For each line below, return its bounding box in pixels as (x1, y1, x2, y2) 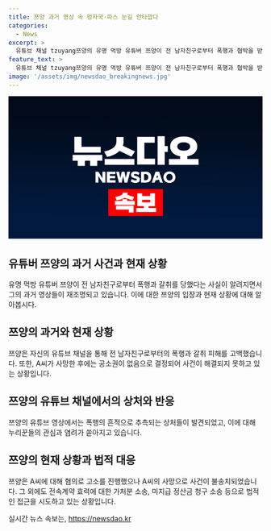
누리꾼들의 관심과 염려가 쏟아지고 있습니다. (8, 427, 143, 437)
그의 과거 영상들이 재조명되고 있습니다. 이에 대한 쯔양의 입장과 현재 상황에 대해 (8, 290, 254, 300)
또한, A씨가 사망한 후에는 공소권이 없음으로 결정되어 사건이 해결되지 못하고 (19, 359, 252, 368)
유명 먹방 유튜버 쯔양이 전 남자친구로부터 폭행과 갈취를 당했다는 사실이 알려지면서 (8, 280, 263, 289)
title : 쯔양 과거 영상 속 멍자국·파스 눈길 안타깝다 (8, 13, 159, 21)
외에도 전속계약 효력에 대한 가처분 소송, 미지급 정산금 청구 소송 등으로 (27, 486, 244, 496)
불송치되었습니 (211, 476, 257, 486)
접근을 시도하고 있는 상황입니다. (16, 496, 116, 506)
